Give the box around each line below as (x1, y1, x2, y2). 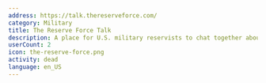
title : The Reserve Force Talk (8, 26, 112, 34)
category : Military (8, 19, 73, 27)
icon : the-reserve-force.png (8, 48, 104, 56)
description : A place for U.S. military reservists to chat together (8, 33, 243, 42)
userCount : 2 (8, 41, 51, 49)
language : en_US (8, 63, 62, 71)
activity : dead (8, 56, 59, 64)
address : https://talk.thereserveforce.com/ (8, 11, 158, 20)
